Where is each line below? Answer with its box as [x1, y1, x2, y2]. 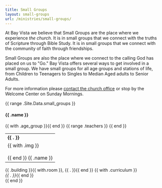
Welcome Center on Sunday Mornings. [5, 91, 84, 97]
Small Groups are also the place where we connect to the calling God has [5, 55, 154, 61]
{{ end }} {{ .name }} [7, 154, 53, 161]
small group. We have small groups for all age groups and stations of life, [5, 66, 153, 72]
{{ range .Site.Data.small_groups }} [5, 101, 76, 107]
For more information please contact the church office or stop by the [5, 86, 144, 92]
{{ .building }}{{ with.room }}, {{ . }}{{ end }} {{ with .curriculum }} [5, 167, 137, 173]
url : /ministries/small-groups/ [5, 16, 71, 21]
